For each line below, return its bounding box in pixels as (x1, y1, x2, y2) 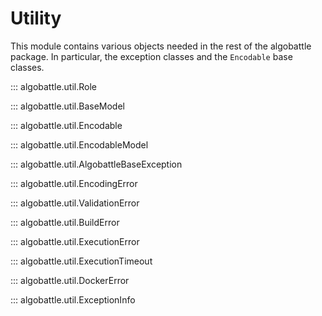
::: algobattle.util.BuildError (10, 216, 120, 228)
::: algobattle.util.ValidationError (10, 197, 140, 209)
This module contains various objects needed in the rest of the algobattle (10, 40, 312, 52)
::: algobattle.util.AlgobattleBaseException (10, 158, 183, 170)
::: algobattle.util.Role (10, 80, 98, 92)
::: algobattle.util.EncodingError (10, 177, 138, 189)
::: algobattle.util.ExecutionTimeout (10, 255, 153, 267)
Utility (10, 7, 62, 30)
